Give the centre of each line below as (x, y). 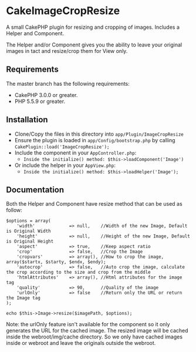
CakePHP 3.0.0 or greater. (46, 95)
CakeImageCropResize (63, 11)
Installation (27, 120)
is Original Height (30, 242)
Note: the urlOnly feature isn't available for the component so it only (88, 324)
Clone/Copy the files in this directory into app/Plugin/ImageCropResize (99, 134)
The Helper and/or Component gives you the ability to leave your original (94, 45)
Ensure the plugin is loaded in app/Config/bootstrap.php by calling (95, 140)
